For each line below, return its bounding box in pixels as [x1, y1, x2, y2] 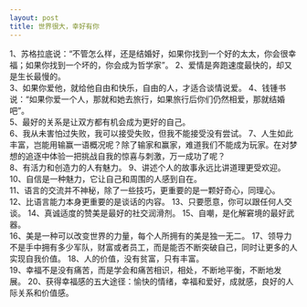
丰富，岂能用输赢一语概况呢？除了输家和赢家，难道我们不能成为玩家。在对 [9, 138, 290, 150]
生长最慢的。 [16, 70, 66, 82]
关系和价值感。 [16, 287, 74, 298]
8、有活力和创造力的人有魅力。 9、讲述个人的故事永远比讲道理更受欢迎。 [9, 161, 286, 173]
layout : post [9, 13, 59, 23]
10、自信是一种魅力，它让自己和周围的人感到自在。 [9, 173, 203, 184]
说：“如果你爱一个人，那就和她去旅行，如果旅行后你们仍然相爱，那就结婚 [9, 93, 286, 105]
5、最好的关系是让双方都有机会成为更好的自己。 [9, 116, 191, 128]
